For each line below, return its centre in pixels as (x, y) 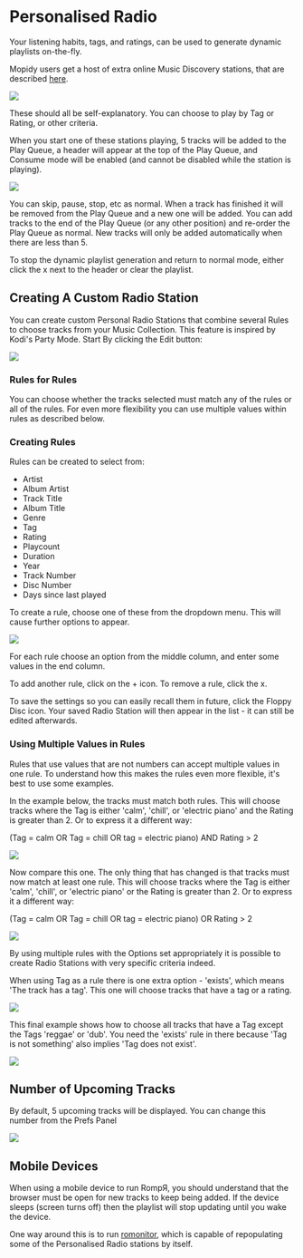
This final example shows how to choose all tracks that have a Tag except (147, 1024)
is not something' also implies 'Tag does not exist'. (103, 1043)
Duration (38, 556)
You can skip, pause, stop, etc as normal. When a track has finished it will (146, 203)
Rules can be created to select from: (77, 462)
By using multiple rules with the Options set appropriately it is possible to (145, 953)
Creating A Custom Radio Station (104, 298)
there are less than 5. (49, 242)
